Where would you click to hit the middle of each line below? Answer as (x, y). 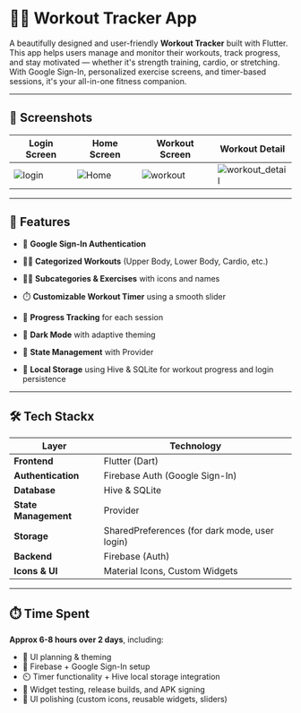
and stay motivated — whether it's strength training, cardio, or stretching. (145, 62)
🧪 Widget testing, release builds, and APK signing (114, 690)
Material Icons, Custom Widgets (171, 571)
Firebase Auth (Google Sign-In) (170, 476)
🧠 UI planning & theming (67, 657)
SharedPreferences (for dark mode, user (189, 531)
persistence (44, 378)
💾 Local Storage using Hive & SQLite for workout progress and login (148, 369)
